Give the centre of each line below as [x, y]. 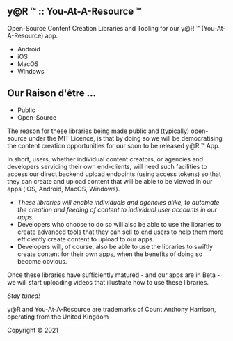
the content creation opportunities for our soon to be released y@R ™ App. [114, 145]
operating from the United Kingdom [58, 317]
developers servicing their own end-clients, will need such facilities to [107, 166]
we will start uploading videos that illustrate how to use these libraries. [108, 282]
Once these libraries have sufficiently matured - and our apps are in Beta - [114, 275]
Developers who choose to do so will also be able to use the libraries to [119, 224]
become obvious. [42, 261]
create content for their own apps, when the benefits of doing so [110, 254]
